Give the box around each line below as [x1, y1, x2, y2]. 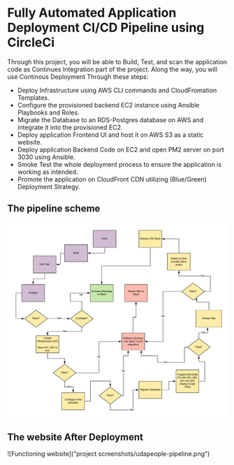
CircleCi [7, 35, 55, 50]
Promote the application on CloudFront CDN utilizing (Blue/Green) [17, 175, 207, 183]
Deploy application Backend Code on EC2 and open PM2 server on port [17, 145, 225, 154]
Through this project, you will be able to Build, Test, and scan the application [7, 57, 228, 66]
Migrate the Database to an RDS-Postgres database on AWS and [17, 115, 204, 124]
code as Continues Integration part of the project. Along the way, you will [7, 65, 218, 73]
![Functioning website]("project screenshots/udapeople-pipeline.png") [7, 449, 210, 458]
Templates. [17, 93, 50, 102]
